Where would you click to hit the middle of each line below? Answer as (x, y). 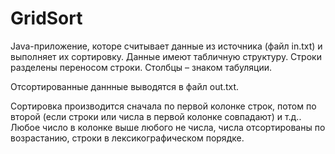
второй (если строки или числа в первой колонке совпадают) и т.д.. (156, 116)
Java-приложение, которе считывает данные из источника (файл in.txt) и (166, 46)
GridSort (46, 18)
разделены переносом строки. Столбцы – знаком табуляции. (141, 67)
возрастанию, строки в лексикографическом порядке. (127, 138)
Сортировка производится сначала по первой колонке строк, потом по (163, 106)
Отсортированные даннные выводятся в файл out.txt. (125, 86)
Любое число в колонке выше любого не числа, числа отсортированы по (168, 127)
